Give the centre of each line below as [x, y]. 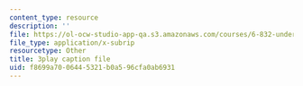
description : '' [40, 26]
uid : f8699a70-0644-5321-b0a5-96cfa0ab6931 [92, 68]
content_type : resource [54, 17]
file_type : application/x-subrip [72, 43]
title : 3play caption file [60, 59]
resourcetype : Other [48, 51]
